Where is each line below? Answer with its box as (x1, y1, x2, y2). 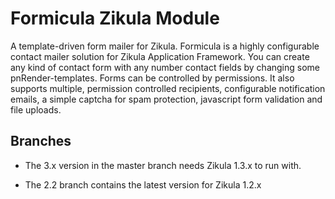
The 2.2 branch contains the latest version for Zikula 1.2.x (24, 178, 262, 191)
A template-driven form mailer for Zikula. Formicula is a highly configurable (10, 40, 320, 52)
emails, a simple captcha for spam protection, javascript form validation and (10, 93, 323, 105)
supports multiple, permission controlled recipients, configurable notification (10, 82, 326, 94)
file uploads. (10, 103, 62, 116)
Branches (10, 133, 72, 150)
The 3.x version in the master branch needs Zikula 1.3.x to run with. (24, 159, 302, 171)
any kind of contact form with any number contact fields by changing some (10, 61, 320, 73)
